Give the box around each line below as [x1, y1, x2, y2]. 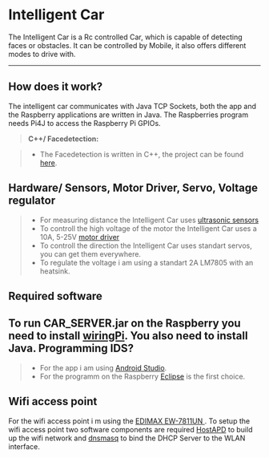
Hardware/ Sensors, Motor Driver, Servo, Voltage [8, 181, 259, 195]
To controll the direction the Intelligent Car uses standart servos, [39, 241, 252, 250]
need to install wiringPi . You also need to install [8, 329, 248, 342]
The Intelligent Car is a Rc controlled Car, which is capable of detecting [8, 32, 243, 42]
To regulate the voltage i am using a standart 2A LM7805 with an [39, 257, 254, 267]
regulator [8, 194, 56, 208]
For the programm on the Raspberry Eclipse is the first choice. [39, 371, 246, 381]
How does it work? [8, 80, 103, 94]
